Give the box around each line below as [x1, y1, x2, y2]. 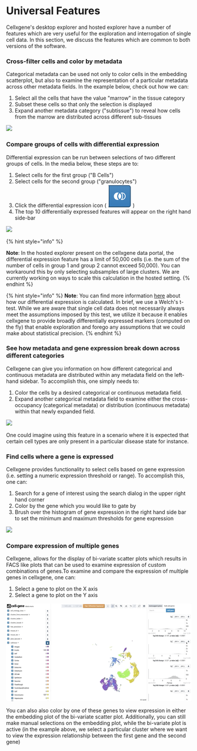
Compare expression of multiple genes [6, 542, 119, 550]
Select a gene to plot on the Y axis [14, 592, 98, 599]
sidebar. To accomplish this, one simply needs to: [19, 378, 139, 385]
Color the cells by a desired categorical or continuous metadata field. [14, 389, 182, 396]
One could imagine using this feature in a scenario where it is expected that [6, 431, 189, 438]
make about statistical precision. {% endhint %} [6, 329, 122, 337]
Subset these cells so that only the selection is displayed [14, 101, 152, 108]
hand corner [14, 496, 45, 503]
